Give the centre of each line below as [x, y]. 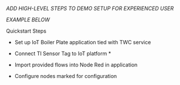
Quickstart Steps [26, 31]
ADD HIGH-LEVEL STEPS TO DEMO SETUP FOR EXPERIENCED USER [90, 8]
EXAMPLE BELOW [28, 20]
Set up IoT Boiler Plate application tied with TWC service [83, 42]
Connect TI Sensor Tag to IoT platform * [63, 54]
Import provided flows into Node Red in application [76, 65]
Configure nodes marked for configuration [66, 76]
